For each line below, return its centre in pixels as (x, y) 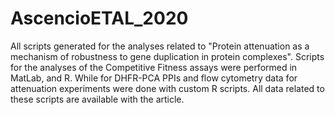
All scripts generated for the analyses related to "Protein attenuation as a (160, 46)
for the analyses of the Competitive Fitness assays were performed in (154, 67)
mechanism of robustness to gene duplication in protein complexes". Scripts (167, 56)
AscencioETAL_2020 (99, 18)
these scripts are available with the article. (97, 99)
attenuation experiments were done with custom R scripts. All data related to (167, 88)
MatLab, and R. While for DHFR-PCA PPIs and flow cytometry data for (154, 78)
